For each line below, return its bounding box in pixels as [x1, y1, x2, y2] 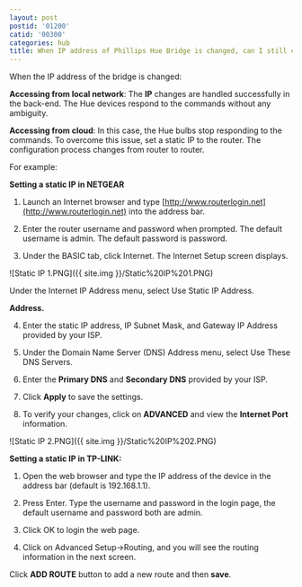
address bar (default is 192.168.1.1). [22, 480, 151, 491]
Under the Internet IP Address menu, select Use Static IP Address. [9, 285, 254, 297]
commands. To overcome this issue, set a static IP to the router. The [9, 135, 262, 146]
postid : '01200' [9, 22, 70, 31]
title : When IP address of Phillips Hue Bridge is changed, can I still [9, 47, 288, 56]
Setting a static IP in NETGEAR [9, 179, 125, 190]
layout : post [9, 13, 58, 22]
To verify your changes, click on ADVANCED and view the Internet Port [22, 409, 289, 420]
